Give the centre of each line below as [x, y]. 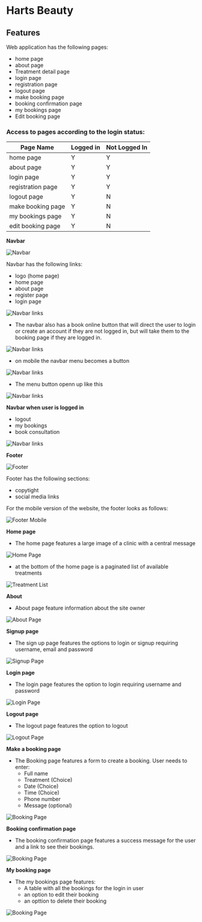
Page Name [37, 147]
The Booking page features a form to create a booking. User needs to [101, 761]
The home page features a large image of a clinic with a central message [105, 543]
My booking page [29, 870]
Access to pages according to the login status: [76, 132]
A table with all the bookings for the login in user [84, 888]
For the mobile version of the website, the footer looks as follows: [87, 509]
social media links [37, 497]
